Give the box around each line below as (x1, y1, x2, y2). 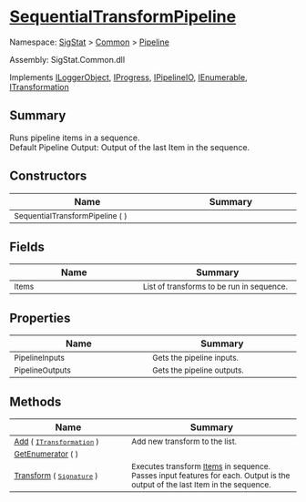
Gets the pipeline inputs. (152, 353, 240, 364)
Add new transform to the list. (131, 436, 237, 446)
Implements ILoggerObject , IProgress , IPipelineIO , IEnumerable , (9, 71, 248, 83)
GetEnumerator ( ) (14, 449, 79, 459)
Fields (9, 239, 46, 254)
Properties (9, 310, 71, 325)
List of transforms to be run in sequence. (142, 282, 289, 292)
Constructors (9, 169, 87, 184)
